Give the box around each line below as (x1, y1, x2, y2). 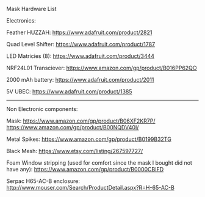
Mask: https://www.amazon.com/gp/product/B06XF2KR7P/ (6, 117, 156, 124)
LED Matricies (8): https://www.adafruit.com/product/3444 (6, 52, 154, 60)
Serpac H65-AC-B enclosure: (6, 177, 81, 185)
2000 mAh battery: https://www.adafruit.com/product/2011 (6, 76, 154, 83)
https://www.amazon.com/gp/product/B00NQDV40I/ (6, 124, 139, 131)
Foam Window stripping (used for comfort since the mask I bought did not (6, 159, 192, 167)
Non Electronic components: (6, 106, 78, 112)
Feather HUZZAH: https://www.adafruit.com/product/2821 (6, 29, 153, 36)
